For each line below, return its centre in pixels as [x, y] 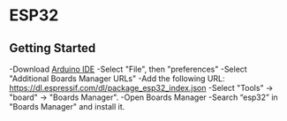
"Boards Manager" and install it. [67, 106]
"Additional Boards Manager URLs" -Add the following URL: [117, 79]
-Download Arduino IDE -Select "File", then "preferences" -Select [128, 69]
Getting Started [53, 48]
